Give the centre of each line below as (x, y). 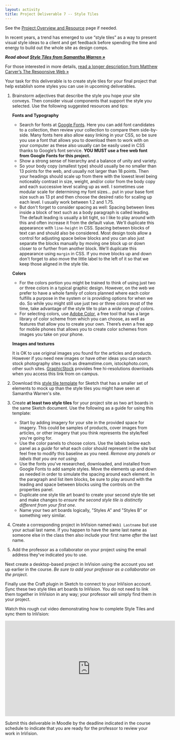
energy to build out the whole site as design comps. (57, 48)
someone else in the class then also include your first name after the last (85, 535)
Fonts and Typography (35, 115)
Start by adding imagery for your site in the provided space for (82, 422)
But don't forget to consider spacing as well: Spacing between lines (87, 207)
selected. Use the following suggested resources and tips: (70, 106)
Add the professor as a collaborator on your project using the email (79, 549)
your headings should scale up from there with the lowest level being (88, 176)
